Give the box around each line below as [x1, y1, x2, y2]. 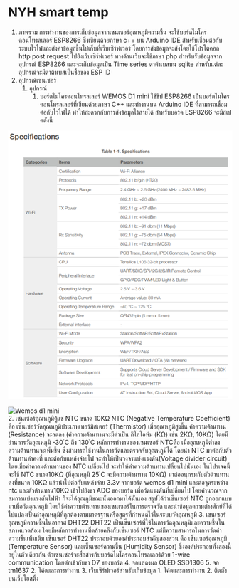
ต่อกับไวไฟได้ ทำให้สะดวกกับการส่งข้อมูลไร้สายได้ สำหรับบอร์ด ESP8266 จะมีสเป [39, 107, 232, 116]
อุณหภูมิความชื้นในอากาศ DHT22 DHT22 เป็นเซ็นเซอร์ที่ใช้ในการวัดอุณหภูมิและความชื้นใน [8, 518, 225, 527]
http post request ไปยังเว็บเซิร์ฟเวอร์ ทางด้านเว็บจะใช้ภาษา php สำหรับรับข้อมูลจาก [18, 51, 223, 61]
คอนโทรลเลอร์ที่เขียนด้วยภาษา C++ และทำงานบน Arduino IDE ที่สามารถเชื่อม [39, 100, 228, 108]
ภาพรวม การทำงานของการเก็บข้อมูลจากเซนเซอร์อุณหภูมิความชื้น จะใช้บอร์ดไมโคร [18, 28, 207, 36]
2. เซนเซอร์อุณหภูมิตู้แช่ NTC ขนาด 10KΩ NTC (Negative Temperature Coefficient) [8, 414, 230, 423]
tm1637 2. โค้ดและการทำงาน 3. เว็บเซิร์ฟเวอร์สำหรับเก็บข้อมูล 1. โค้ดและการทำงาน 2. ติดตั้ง [8, 567, 227, 575]
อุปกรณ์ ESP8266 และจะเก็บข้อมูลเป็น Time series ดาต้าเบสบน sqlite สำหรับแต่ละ [18, 60, 223, 68]
